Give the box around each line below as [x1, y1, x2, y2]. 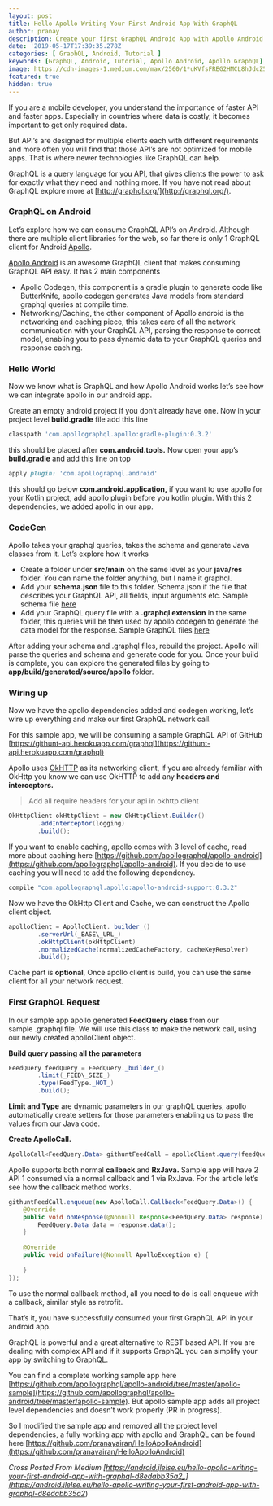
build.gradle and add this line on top [8, 453, 132, 463]
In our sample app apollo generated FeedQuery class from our [8, 1015, 219, 1025]
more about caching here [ [8, 851, 97, 860]
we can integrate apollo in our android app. [8, 390, 153, 400]
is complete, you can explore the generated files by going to [8, 659, 210, 668]
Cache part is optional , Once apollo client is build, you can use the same [8, 968, 252, 978]
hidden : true [8, 80, 53, 88]
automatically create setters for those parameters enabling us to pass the [8, 1110, 254, 1120]
